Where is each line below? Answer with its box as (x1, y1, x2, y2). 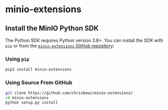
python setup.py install (5, 100, 58, 105)
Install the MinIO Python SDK (5, 24, 99, 33)
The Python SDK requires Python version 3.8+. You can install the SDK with (5, 37, 163, 43)
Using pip (5, 55, 30, 62)
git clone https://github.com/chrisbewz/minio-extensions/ (5, 91, 133, 96)
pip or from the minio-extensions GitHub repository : (5, 43, 115, 49)
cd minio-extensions (5, 95, 49, 100)
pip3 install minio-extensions (5, 67, 72, 72)
